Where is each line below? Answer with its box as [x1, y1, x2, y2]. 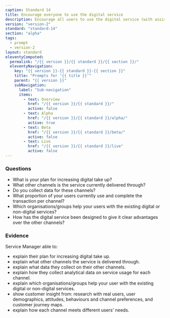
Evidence [5, 232, 29, 239]
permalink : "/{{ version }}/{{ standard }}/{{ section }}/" [10, 59, 139, 64]
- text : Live [23, 139, 51, 144]
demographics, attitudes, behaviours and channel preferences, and [12, 296, 153, 302]
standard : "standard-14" [5, 26, 58, 31]
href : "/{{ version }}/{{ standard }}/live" [27, 144, 123, 149]
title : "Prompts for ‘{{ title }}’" [14, 73, 92, 78]
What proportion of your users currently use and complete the [12, 193, 143, 199]
